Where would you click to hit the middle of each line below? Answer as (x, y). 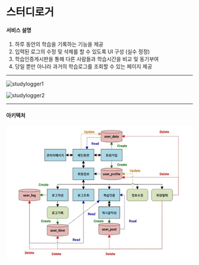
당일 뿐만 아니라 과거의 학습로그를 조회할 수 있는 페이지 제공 (84, 66)
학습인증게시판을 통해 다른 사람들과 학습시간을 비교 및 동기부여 (86, 59)
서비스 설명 (19, 30)
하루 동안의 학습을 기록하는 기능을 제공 (59, 44)
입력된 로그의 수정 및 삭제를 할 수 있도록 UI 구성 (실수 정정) (82, 52)
